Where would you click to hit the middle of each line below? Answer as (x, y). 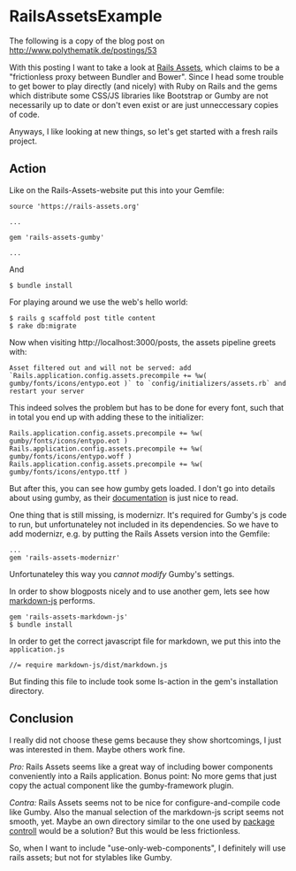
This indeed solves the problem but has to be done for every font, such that (147, 407)
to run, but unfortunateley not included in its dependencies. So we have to (144, 524)
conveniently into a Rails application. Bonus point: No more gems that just (143, 775)
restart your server (47, 391)
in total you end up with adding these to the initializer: (106, 417)
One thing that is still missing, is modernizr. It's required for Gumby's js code (148, 514)
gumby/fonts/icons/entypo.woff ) (71, 456)
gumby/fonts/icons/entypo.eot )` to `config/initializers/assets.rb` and (148, 383)
